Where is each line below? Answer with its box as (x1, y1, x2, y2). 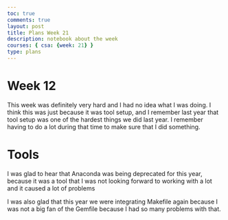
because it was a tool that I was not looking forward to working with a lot (7, 177, 213, 185)
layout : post (7, 23, 45, 30)
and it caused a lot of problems (7, 184, 95, 192)
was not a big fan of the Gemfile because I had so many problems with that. (7, 204, 221, 213)
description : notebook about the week (7, 36, 118, 43)
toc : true (7, 10, 36, 17)
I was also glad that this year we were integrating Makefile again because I (7, 197, 218, 206)
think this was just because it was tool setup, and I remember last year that (7, 108, 219, 116)
